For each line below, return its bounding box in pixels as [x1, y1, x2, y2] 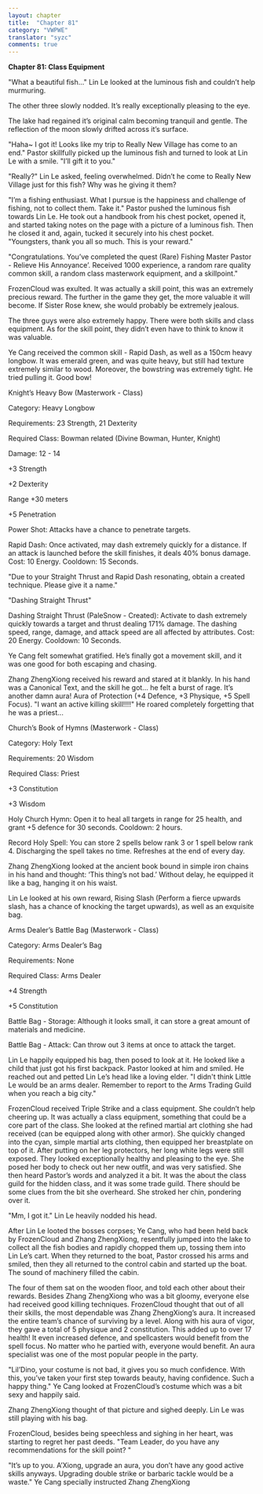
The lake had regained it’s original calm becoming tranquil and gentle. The [8, 116, 248, 126]
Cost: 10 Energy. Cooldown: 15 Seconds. [8, 557, 139, 566]
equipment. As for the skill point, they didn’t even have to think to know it [8, 324, 243, 334]
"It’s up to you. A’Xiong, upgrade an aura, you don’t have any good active [8, 1461, 244, 1470]
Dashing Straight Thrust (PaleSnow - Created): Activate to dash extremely [8, 611, 247, 620]
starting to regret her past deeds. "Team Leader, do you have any [8, 1437, 220, 1447]
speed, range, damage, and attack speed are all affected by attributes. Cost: [8, 627, 255, 637]
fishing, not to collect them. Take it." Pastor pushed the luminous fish [8, 203, 231, 213]
